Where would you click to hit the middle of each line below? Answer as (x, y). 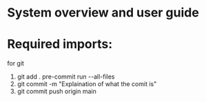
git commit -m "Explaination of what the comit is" (87, 84)
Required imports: (60, 44)
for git (16, 63)
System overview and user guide (103, 13)
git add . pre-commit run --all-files (66, 76)
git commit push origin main (56, 92)
